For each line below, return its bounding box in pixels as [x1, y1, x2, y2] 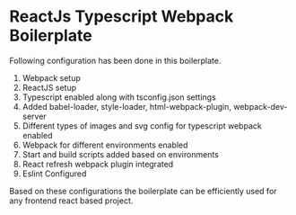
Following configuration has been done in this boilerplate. [9, 55, 222, 66]
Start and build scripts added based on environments [22, 148, 220, 159]
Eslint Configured [22, 168, 87, 179]
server [22, 111, 47, 121]
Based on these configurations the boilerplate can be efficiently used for [9, 185, 277, 196]
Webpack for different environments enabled [22, 139, 188, 150]
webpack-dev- [232, 101, 288, 112]
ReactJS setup [22, 82, 77, 93]
